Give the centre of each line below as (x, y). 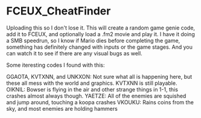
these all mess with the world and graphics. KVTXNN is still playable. (92, 83)
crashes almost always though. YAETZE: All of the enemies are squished (96, 96)
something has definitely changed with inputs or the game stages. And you (100, 47)
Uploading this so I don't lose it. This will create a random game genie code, (101, 28)
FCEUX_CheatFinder (59, 11)
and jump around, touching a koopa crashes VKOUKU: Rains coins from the (100, 102)
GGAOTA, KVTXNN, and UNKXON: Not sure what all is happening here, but (99, 76)
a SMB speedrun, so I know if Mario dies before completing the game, (93, 40)
